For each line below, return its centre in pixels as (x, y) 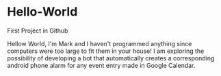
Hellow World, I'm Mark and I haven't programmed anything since (100, 43)
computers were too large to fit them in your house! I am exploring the (106, 51)
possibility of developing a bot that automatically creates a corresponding (111, 58)
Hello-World (42, 12)
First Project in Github (38, 31)
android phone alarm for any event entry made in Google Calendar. (101, 65)
